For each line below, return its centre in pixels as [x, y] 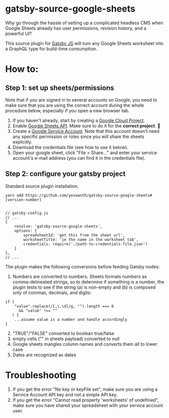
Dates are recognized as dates [44, 355]
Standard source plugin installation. [42, 186]
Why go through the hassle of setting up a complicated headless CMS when [84, 23]
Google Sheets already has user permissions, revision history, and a [76, 28]
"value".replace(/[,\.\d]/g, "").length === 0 [64, 306]
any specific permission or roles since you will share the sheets [78, 136]
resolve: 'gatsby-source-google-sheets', [58, 226]
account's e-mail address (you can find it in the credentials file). [79, 158]
